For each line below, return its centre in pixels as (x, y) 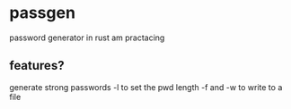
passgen (43, 13)
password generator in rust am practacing (87, 38)
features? (37, 66)
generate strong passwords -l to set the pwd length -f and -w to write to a (146, 87)
